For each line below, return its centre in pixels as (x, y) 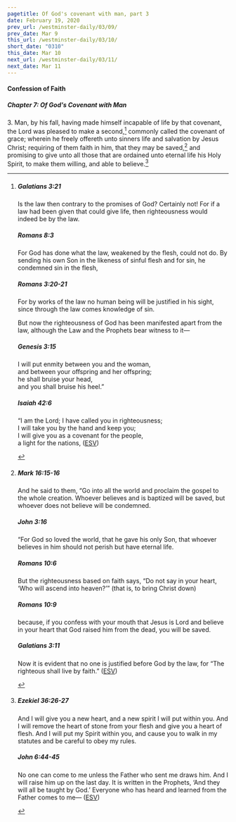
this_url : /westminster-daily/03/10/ (63, 40)
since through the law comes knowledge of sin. (86, 309)
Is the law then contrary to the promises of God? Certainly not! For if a (118, 204)
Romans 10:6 (37, 563)
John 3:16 (32, 521)
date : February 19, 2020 (44, 20)
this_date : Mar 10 (34, 54)
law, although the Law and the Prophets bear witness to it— (104, 330)
